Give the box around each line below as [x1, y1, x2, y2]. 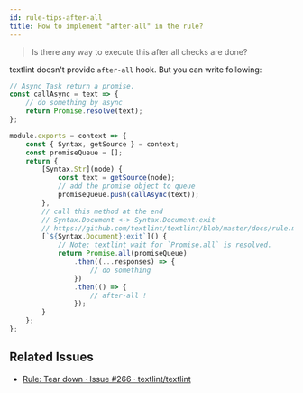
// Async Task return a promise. [9, 81, 135, 90]
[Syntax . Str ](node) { [41, 164, 124, 174]
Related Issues [9, 350, 94, 365]
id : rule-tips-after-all [9, 13, 103, 23]
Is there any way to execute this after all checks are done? [31, 46, 248, 57]
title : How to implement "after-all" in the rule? [9, 22, 204, 31]
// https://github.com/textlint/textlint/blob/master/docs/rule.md [41, 223, 300, 233]
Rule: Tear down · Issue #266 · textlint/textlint [22, 373, 191, 384]
